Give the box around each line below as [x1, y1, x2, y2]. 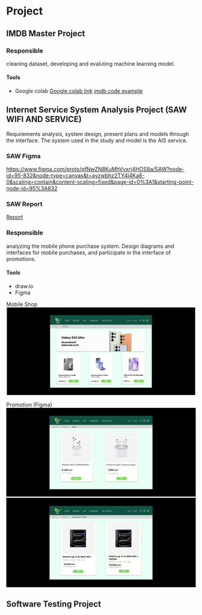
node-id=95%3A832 [6, 185, 58, 192]
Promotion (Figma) [6, 401, 53, 408]
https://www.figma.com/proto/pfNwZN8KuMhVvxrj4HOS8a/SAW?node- [6, 166, 185, 173]
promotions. [6, 255, 36, 262]
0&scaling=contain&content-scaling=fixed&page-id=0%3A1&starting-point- [6, 178, 194, 185]
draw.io [14, 282, 34, 289]
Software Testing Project [6, 599, 101, 610]
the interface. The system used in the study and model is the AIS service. [6, 137, 188, 144]
